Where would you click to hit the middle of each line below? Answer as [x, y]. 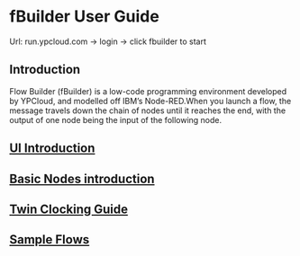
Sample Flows [50, 240]
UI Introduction [52, 149]
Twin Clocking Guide [69, 209]
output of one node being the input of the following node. [116, 119]
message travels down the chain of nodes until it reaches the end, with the [148, 110]
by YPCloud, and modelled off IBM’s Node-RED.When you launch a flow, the [150, 101]
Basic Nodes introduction [82, 178]
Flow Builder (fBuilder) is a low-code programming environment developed [148, 91]
